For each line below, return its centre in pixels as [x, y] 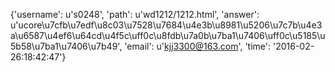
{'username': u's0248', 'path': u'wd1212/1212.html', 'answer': [135, 14]
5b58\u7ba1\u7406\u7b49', [66, 46]
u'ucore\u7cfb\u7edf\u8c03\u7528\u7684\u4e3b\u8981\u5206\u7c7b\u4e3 [166, 25]
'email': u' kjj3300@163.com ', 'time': [198, 46]
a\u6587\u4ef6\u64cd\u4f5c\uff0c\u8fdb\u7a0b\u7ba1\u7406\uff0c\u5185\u [168, 35]
